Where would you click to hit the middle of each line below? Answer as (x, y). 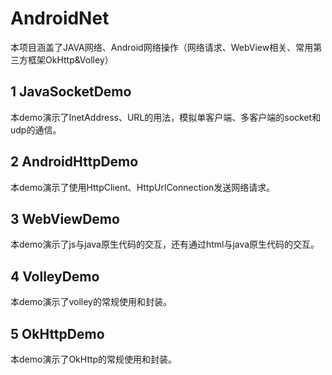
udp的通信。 (36, 129)
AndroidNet (60, 18)
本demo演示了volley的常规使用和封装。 (91, 302)
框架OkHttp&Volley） (70, 59)
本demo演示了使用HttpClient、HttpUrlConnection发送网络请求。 (143, 187)
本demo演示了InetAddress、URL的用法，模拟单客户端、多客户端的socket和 (166, 117)
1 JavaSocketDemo (71, 92)
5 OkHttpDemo (57, 333)
